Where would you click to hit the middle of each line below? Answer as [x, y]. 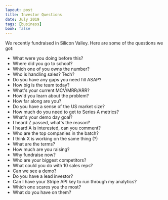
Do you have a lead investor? [43, 176]
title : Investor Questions [34, 15]
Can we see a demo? [34, 171]
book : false [18, 29]
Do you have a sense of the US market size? [59, 107]
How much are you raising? [41, 149]
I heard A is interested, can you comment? [57, 128]
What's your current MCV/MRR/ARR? [51, 90]
